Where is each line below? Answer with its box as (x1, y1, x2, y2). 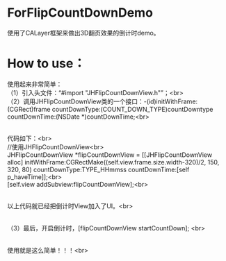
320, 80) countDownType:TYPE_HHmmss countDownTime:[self (7, 165, 190, 174)
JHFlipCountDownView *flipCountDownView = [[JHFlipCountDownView (7, 151, 213, 159)
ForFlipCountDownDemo (7, 5, 153, 21)
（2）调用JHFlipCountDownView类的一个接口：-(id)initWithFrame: (7, 97, 198, 106)
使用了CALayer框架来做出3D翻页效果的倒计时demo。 (7, 28, 160, 37)
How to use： (7, 56, 86, 71)
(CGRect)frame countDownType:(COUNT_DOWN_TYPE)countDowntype (7, 105, 213, 113)
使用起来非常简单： (7, 80, 63, 88)
